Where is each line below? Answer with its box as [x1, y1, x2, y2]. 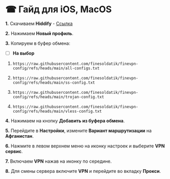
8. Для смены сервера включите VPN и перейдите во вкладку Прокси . [5, 168, 161, 174]
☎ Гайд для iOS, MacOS [5, 4, 112, 15]
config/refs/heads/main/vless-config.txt [12, 109, 102, 114]
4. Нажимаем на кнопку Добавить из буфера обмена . [5, 118, 125, 123]
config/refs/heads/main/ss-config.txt [12, 80, 95, 85]
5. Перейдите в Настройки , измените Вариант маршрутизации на [5, 127, 152, 134]
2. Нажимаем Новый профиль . [5, 30, 74, 36]
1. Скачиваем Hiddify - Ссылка [5, 20, 73, 27]
